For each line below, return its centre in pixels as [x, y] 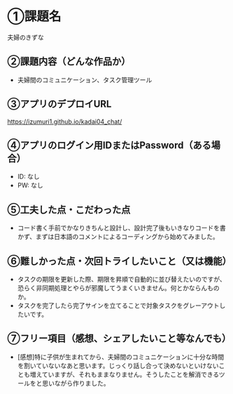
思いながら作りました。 [76, 383]
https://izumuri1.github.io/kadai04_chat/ [65, 122]
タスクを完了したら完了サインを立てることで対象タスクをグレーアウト [118, 306]
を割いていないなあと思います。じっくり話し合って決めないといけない [118, 365]
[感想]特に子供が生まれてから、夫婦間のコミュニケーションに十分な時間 [121, 357]
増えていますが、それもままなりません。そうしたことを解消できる [124, 374]
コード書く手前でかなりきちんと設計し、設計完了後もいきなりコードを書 [121, 228]
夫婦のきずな [26, 37]
